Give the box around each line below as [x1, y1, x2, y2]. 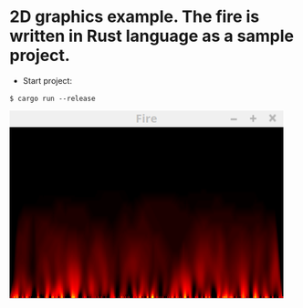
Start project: [22, 75, 73, 86]
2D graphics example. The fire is [9, 6, 260, 27]
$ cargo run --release [9, 94, 96, 103]
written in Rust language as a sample [9, 26, 295, 46]
